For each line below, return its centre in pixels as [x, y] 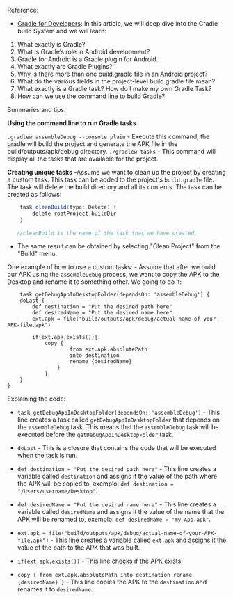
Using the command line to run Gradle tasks [72, 123]
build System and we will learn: [62, 31]
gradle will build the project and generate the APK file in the [93, 144]
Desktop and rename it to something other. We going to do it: [95, 282]
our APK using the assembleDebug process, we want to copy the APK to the [113, 275]
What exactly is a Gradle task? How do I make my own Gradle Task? [114, 89]
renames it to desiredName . [55, 589]
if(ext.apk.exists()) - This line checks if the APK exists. [100, 561]
